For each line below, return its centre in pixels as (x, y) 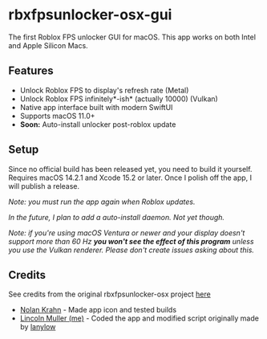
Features (31, 71)
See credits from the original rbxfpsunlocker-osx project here (109, 294)
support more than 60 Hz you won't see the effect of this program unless (131, 241)
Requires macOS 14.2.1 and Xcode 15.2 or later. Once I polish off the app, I (130, 178)
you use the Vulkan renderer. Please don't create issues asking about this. (131, 250)
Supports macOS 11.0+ (57, 116)
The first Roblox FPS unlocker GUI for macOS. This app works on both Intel (132, 37)
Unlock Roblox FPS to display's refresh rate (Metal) (104, 90)
